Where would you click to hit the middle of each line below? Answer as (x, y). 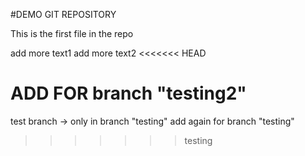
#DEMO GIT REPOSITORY (63, 14)
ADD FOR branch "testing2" (128, 93)
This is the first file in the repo (72, 33)
